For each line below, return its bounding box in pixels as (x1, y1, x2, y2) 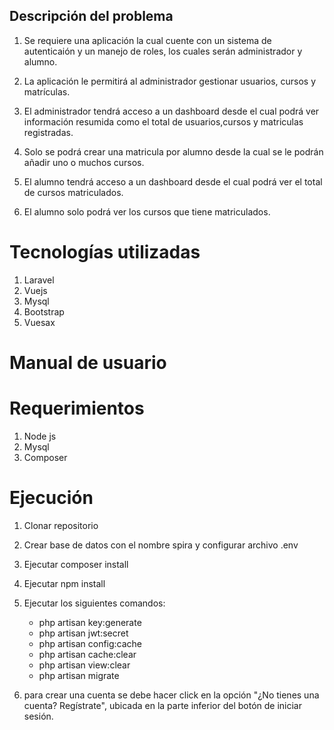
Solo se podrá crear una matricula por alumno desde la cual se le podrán (23, 145, 324, 158)
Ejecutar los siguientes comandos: (23, 597, 166, 609)
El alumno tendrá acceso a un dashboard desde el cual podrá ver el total (23, 175, 323, 188)
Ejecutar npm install (23, 577, 106, 589)
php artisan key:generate (38, 616, 142, 628)
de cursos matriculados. (23, 186, 124, 198)
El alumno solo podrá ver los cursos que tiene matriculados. (23, 205, 271, 218)
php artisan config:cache (38, 637, 143, 649)
